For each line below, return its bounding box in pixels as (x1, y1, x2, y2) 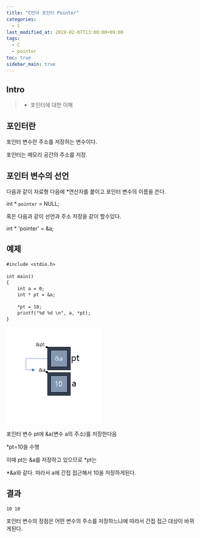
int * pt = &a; (17, 292, 56, 298)
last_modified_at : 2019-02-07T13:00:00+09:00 (6, 29, 123, 35)
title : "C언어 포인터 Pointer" (6, 10, 79, 16)
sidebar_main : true (6, 61, 56, 67)
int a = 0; (17, 285, 45, 292)
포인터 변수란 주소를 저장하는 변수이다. (6, 138, 97, 145)
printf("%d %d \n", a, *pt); (17, 310, 91, 316)
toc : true (6, 55, 32, 61)
